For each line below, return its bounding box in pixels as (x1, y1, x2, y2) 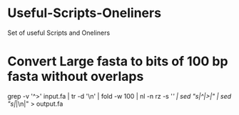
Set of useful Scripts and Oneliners (7, 28, 111, 37)
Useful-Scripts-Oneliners (7, 5, 162, 21)
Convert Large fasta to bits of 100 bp (7, 53, 228, 70)
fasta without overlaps (7, 69, 144, 84)
